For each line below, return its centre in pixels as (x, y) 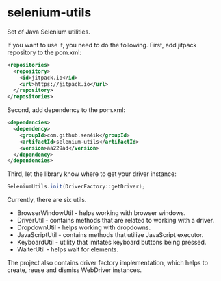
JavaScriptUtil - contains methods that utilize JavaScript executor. (110, 235)
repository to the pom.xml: (44, 52)
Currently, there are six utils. (47, 200)
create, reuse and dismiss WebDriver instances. (75, 270)
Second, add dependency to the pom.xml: (66, 110)
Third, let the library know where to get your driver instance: (92, 174)
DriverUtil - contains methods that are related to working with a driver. (116, 221)
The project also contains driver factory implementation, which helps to (108, 263)
